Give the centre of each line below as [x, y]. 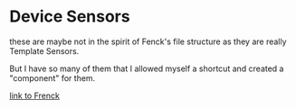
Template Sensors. [44, 50]
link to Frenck [35, 95]
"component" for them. [53, 77]
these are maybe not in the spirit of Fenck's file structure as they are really [148, 41]
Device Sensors [70, 17]
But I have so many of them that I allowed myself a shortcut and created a [147, 68]
